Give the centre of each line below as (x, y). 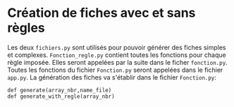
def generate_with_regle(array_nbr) (61, 96)
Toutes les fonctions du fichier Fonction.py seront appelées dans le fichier (115, 70)
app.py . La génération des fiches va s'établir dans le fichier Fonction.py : (112, 77)
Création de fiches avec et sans (101, 13)
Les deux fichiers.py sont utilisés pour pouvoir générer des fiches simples (117, 47)
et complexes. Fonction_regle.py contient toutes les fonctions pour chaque (117, 55)
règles (26, 28)
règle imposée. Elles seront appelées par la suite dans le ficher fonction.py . (117, 62)
